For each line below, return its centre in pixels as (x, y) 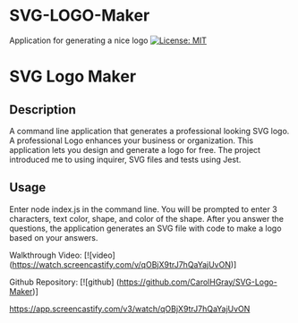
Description (43, 110)
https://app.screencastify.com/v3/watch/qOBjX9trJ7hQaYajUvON (130, 309)
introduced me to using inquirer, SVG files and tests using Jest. (125, 159)
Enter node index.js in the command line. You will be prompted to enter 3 (143, 209)
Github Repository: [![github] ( (64, 282)
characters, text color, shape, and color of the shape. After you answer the (147, 218)
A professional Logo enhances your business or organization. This (131, 140)
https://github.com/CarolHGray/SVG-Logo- (198, 282)
